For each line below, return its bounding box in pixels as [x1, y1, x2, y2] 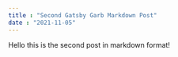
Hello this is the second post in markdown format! [8, 40, 170, 49]
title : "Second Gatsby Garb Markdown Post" [8, 11, 157, 20]
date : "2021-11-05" [8, 19, 77, 27]
